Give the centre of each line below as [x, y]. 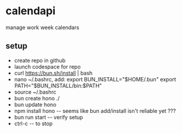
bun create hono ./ [37, 98]
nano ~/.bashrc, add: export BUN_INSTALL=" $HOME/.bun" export [95, 79]
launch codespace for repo [47, 66]
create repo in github [40, 60]
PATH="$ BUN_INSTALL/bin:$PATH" [58, 85]
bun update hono [35, 104]
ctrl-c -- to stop [33, 123]
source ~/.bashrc [35, 92]
